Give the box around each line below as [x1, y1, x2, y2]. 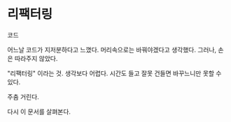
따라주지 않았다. [14, 54, 58, 63]
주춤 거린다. [7, 92, 40, 101]
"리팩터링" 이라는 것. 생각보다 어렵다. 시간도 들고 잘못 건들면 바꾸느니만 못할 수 [7, 69, 222, 77]
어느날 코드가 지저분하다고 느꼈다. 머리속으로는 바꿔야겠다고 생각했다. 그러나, [7, 45, 217, 54]
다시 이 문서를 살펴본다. [7, 107, 71, 116]
